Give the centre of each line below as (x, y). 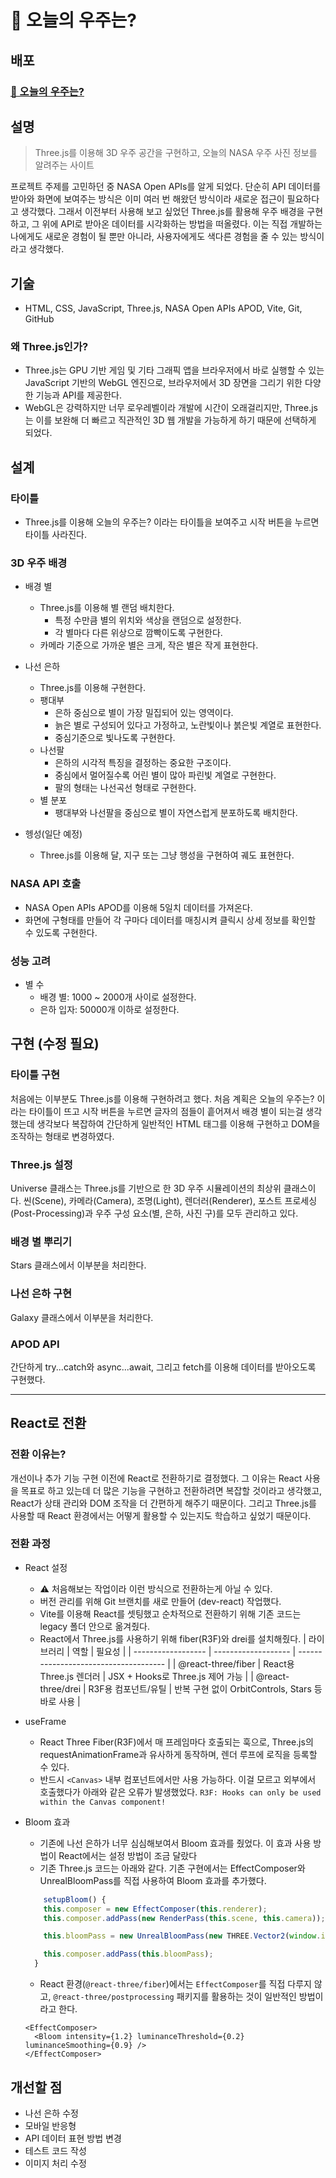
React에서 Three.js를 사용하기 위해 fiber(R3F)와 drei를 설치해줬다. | (173, 1638)
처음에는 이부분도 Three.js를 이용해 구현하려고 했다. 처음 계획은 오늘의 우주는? (162, 1098)
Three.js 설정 (41, 1164)
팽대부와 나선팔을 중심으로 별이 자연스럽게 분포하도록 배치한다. (176, 813)
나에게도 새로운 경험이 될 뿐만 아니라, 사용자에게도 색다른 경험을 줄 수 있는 (154, 237)
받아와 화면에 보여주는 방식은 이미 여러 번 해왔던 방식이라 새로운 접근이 (147, 199)
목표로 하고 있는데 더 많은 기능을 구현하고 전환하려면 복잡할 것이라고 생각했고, (171, 1490)
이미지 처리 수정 (55, 2163)
